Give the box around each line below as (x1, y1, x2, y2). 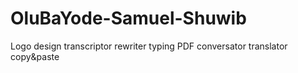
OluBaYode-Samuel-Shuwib (10, 7, 247, 30)
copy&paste (10, 50, 60, 62)
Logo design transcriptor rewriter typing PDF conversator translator (10, 40, 288, 52)
